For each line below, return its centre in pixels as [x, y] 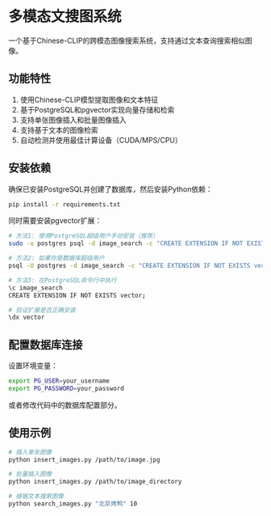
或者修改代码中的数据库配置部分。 [65, 404]
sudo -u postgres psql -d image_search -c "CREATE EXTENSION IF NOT [126, 243]
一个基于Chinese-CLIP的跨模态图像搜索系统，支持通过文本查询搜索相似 [127, 40]
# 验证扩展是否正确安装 [42, 310]
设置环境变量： [33, 366]
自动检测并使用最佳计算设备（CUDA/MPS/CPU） [101, 140]
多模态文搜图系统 [65, 17]
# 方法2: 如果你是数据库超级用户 [56, 258]
